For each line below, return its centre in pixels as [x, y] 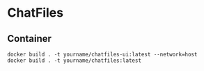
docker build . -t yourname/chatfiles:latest [74, 61]
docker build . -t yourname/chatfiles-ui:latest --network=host [102, 54]
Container [30, 39]
